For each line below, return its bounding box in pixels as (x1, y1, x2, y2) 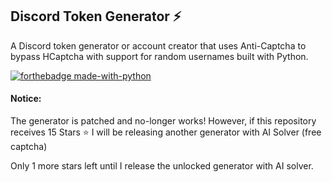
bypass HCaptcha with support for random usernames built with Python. (10, 50, 309, 62)
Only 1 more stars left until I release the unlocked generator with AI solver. (10, 160, 314, 172)
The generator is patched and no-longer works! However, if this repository (10, 115, 317, 127)
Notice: (10, 93, 42, 105)
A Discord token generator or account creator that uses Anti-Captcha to (10, 39, 307, 52)
